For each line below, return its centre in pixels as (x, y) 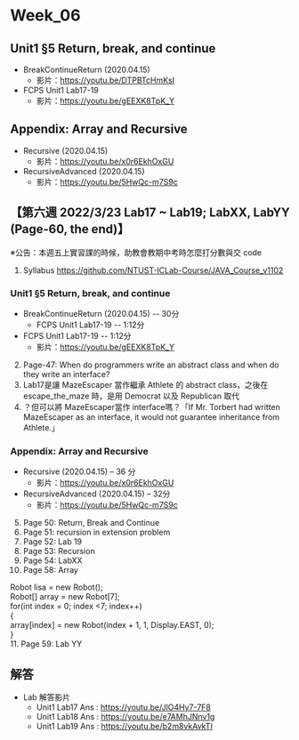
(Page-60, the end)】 (70, 229)
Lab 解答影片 (47, 697)
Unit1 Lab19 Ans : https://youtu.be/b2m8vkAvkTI (124, 727)
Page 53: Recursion (59, 551)
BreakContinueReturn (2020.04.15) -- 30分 (101, 313)
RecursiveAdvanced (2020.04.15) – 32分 (97, 494)
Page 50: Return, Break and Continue (91, 523)
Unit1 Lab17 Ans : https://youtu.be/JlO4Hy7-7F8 (124, 707)
